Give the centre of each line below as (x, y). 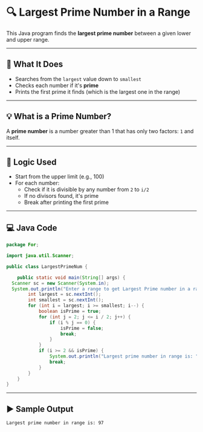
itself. (13, 137)
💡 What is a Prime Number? (59, 116)
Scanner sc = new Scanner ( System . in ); (61, 283)
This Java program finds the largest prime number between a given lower (99, 33)
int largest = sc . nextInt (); (65, 295)
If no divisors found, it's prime (61, 196)
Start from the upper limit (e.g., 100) (60, 177)
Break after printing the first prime (66, 202)
